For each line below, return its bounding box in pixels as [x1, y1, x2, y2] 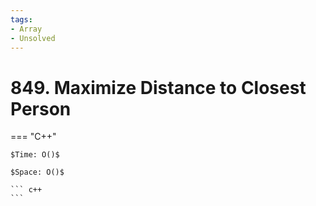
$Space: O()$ [10, 167, 65, 178]
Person [10, 97, 72, 120]
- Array [10, 24, 43, 34]
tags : [10, 14, 33, 25]
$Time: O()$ [10, 150, 60, 160]
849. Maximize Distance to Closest [10, 76, 307, 99]
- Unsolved [10, 33, 56, 43]
